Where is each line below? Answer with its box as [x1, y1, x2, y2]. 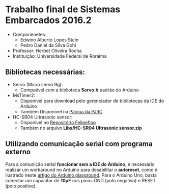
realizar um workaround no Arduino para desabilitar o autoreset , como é [5, 166, 158, 173]
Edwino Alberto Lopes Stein [20, 37, 79, 43]
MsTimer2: [12, 92, 36, 98]
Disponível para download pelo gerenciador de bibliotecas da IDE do [20, 98, 164, 104]
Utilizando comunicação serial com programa [5, 139, 153, 149]
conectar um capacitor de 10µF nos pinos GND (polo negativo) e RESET [5, 177, 156, 183]
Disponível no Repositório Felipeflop [20, 119, 96, 126]
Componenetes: [12, 31, 47, 37]
